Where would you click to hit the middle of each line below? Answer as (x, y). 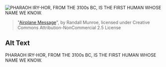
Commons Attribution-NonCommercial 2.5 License (69, 28)
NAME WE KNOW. (24, 60)
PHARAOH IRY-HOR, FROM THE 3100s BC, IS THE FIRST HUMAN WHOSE (81, 55)
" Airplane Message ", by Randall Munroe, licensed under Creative (83, 22)
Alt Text (17, 43)
